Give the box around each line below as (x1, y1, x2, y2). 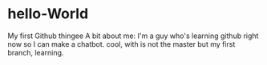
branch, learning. (7, 48, 64, 57)
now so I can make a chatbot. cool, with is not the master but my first (7, 39, 236, 48)
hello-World (7, 5, 89, 23)
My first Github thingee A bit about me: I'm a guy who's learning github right (7, 31, 259, 40)
